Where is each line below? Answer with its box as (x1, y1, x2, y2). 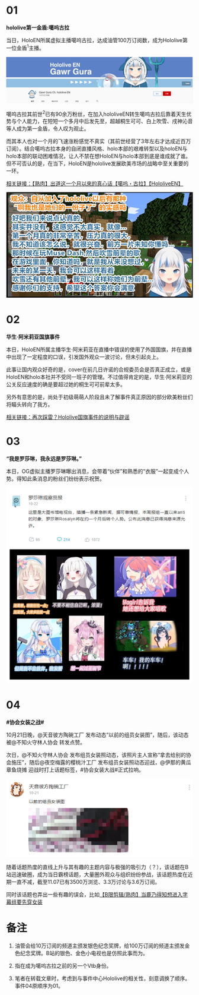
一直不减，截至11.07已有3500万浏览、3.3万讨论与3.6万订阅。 (11, 879, 161, 886)
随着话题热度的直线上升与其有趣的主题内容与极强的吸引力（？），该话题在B (6, 864, 189, 871)
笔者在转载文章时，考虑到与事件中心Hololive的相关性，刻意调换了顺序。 (14, 975, 191, 982)
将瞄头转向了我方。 (6, 401, 53, 408)
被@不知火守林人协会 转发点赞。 (6, 738, 86, 746)
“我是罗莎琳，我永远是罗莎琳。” (6, 455, 82, 462)
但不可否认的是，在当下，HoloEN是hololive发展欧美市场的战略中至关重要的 (6, 160, 189, 167)
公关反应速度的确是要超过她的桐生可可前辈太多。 (6, 381, 126, 388)
